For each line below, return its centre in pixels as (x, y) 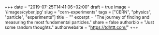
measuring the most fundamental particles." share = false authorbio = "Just (79, 22)
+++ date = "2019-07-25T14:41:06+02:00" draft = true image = (68, 7)
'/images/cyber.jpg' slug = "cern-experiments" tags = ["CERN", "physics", (78, 12)
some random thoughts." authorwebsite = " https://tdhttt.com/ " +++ (72, 27)
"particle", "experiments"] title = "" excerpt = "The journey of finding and (77, 17)
